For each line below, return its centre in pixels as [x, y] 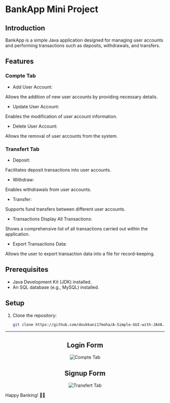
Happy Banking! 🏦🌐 [25, 395]
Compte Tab [21, 76]
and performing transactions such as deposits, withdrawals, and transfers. [83, 46]
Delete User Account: [35, 126]
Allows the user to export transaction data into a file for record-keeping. [80, 254]
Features [19, 62]
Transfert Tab [22, 149]
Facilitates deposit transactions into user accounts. [58, 170]
